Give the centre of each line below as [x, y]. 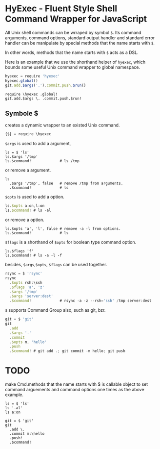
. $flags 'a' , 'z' [27, 287]
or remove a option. [25, 220]
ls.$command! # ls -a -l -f [34, 255]
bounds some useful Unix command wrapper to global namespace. [73, 67]
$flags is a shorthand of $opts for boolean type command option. [71, 242]
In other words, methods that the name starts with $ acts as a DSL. [72, 52]
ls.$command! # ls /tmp [42, 161]
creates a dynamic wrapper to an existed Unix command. [62, 125]
